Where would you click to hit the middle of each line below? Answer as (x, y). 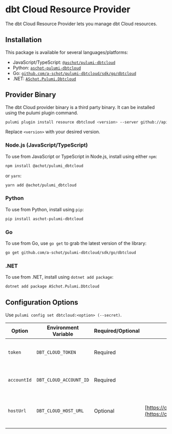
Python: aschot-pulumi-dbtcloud (47, 67)
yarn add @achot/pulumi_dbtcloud (41, 185)
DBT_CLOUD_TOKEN (56, 352)
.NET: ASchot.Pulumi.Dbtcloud (44, 79)
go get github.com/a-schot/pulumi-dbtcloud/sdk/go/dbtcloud (71, 252)
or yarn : (14, 175)
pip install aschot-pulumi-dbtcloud (44, 219)
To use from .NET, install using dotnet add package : (59, 277)
